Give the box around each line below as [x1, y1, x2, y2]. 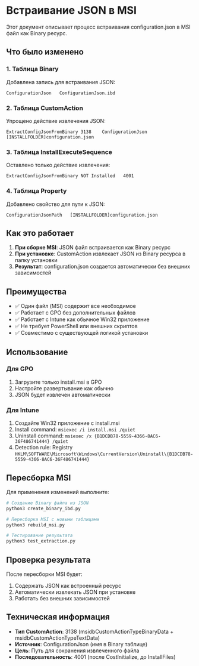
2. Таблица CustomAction [6, 104, 83, 112]
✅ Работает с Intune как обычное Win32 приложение [14, 316, 150, 323]
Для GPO [6, 365, 34, 373]
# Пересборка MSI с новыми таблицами [6, 516, 100, 522]
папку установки [14, 257, 58, 264]
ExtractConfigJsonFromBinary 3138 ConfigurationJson [6, 129, 147, 135]
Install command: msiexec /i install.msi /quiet [14, 426, 135, 433]
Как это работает [6, 228, 74, 238]
